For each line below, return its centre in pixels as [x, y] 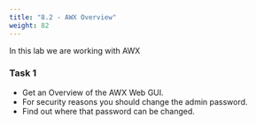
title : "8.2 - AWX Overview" [63, 17]
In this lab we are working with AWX [75, 50]
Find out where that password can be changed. [108, 111]
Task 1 [23, 73]
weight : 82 [29, 26]
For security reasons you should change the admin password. [135, 101]
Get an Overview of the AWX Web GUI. [93, 92]
